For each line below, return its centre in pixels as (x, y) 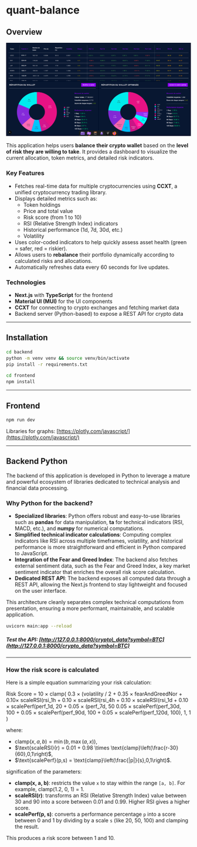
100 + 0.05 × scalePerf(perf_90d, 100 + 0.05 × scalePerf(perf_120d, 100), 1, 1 (98, 713)
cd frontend (21, 376)
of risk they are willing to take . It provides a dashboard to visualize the (92, 152)
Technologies (26, 282)
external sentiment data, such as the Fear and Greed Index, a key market (102, 566)
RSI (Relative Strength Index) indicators (71, 223)
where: (15, 730)
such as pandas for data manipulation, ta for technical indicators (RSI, (99, 522)
